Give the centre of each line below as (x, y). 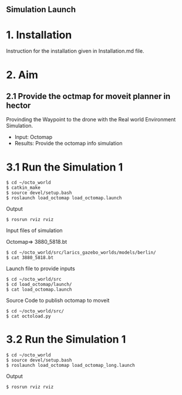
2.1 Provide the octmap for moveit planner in (88, 96)
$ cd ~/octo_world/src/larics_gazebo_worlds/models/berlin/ (81, 253)
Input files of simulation (34, 230)
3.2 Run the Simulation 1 (66, 340)
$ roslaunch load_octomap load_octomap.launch (64, 198)
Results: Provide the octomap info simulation (68, 144)
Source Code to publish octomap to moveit (58, 301)
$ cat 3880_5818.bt (30, 258)
